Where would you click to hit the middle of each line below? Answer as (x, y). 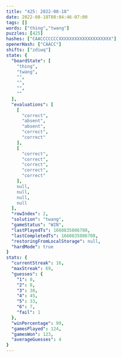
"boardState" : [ (31, 61)
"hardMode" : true (33, 247)
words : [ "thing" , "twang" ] (38, 28)
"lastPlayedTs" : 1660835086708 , (51, 230)
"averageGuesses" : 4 (36, 340)
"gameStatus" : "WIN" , (38, 225)
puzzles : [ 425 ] (25, 34)
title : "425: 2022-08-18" (38, 11)
